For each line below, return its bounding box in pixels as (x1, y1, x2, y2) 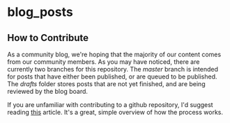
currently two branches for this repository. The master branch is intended (7, 65, 218, 73)
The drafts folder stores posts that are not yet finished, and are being (7, 80, 206, 88)
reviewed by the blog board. (7, 88, 89, 95)
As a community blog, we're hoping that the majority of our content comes (7, 50, 222, 58)
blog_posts (7, 4, 73, 20)
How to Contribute (7, 32, 89, 44)
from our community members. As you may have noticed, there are (7, 58, 200, 66)
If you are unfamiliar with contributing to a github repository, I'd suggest (7, 101, 214, 108)
